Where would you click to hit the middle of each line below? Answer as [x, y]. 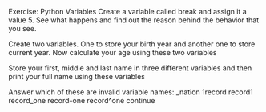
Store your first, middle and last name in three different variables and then [130, 68]
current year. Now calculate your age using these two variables [113, 52]
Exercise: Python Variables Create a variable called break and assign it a [127, 12]
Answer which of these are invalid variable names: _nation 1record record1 [131, 92]
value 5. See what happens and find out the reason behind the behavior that [134, 20]
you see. [22, 28]
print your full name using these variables [77, 76]
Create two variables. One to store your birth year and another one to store [132, 44]
